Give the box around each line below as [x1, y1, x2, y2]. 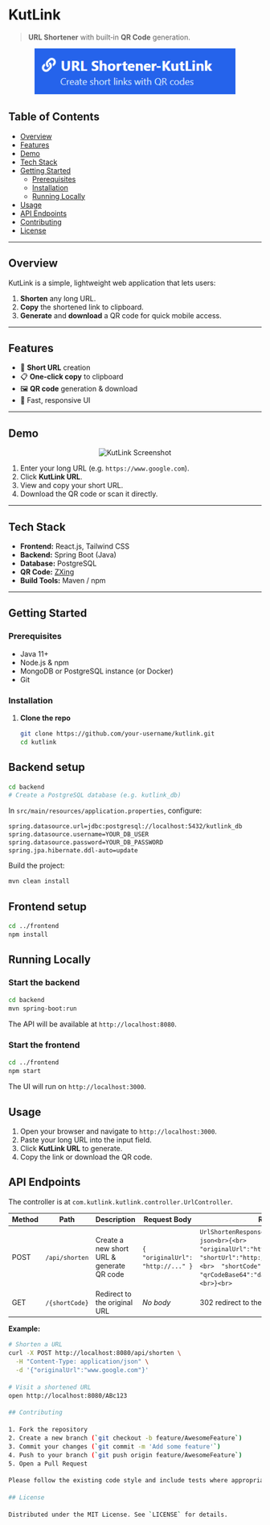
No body [141, 1297, 171, 1307]
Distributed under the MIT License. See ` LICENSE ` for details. [8, 1510, 228, 1519]
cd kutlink [19, 738, 57, 746]
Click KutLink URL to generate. [19, 1143, 123, 1153]
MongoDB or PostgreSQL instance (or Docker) [19, 666, 174, 676]
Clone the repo [19, 713, 71, 723]
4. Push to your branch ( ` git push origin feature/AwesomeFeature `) [8, 1451, 243, 1459]
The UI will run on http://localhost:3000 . [8, 1082, 146, 1092]
